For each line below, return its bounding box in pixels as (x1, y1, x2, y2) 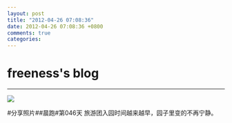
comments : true (7, 29, 51, 37)
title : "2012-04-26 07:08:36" (7, 17, 95, 23)
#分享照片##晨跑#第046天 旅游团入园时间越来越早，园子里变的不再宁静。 (7, 108, 217, 117)
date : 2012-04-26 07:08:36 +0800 (7, 23, 104, 30)
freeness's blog (7, 66, 99, 82)
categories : (7, 36, 41, 43)
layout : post (7, 10, 45, 17)
